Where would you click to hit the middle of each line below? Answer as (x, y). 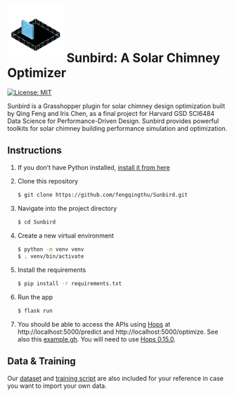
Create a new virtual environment (66, 235)
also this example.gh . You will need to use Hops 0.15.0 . (97, 339)
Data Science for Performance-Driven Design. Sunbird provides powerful (113, 121)
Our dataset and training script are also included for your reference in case (115, 378)
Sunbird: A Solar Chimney (143, 58)
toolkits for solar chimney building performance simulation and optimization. (117, 128)
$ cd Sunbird (37, 222)
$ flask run (35, 311)
